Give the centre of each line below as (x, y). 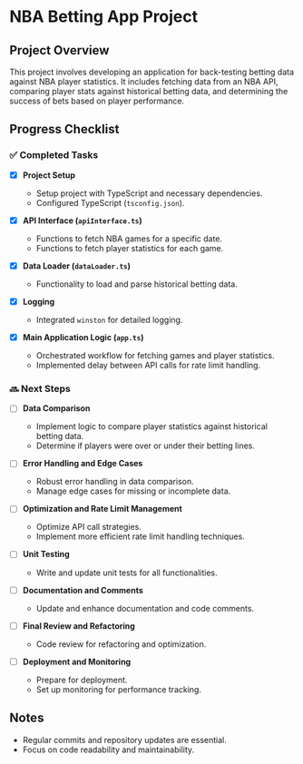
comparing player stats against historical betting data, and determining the (149, 91)
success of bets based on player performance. (97, 101)
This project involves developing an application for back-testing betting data (152, 72)
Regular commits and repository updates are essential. (124, 740)
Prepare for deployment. (82, 680)
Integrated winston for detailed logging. (109, 319)
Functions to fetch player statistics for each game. (130, 248)
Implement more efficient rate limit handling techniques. (140, 536)
